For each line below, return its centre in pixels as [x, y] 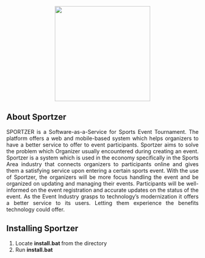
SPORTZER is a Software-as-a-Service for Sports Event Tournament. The [103, 131]
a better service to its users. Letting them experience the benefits [103, 203]
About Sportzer [36, 117]
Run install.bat [34, 249]
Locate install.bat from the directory [61, 243]
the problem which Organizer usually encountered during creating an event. [103, 151]
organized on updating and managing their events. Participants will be [95, 183]
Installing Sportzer [42, 228]
